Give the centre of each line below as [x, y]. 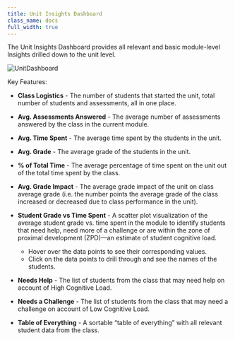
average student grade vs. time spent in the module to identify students [121, 223]
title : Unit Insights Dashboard [55, 14]
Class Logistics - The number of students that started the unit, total [116, 95]
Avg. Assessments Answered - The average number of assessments [119, 117]
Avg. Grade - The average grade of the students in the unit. [104, 152]
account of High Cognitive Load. [65, 288]
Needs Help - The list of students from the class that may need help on [121, 281]
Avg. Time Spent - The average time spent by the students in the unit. [119, 138]
